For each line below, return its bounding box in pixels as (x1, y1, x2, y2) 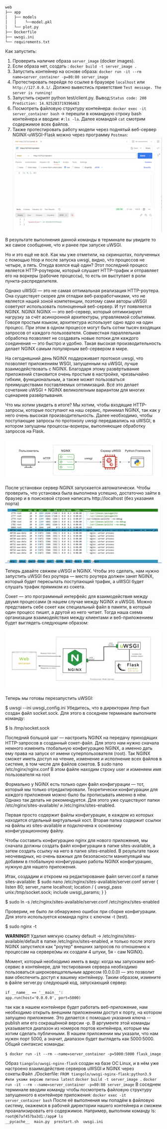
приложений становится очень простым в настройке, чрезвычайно (5, 371, 149, 377)
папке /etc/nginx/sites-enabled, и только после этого (44, 938, 156, 944)
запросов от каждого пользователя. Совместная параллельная (5, 330, 141, 336)
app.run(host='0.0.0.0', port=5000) (5, 995, 81, 1000)
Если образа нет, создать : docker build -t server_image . (12, 63, 137, 69)
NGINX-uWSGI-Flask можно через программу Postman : (12, 132, 128, 138)
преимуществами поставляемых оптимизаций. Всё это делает (5, 382, 139, 388)
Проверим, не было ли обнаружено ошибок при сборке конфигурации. (5, 908, 157, 914)
